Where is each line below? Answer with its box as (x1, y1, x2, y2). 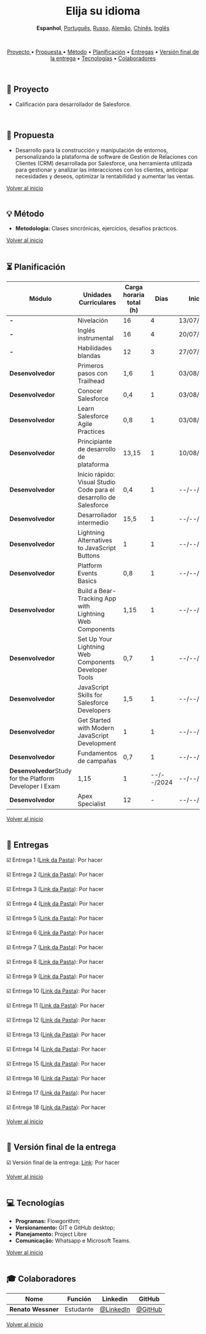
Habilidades (77, 344, 112, 352)
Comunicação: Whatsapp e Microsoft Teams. (15, 1237, 131, 1244)
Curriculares (78, 298, 116, 307)
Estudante (64, 1305, 94, 1314)
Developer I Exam (9, 782, 60, 790)
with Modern (77, 724, 115, 732)
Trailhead (77, 377, 105, 385)
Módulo (29, 295, 52, 303)
